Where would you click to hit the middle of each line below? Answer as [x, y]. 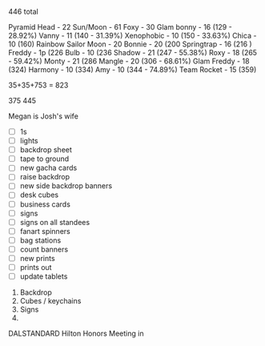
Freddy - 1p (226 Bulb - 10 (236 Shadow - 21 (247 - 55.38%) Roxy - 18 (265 [133, 52]
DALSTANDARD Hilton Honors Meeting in [76, 334]
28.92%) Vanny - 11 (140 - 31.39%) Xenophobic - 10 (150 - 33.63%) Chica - [132, 36]
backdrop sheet [46, 150]
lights [29, 141]
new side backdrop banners [66, 186]
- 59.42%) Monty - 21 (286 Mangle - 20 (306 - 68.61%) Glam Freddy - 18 [129, 61]
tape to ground [44, 159]
